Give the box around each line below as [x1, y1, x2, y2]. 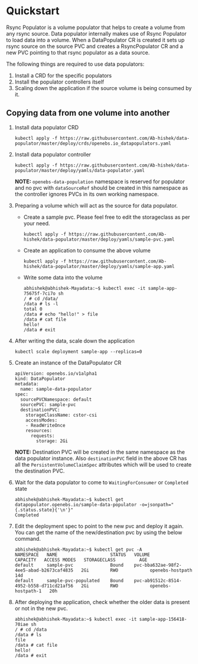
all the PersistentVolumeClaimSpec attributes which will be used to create [14, 461, 192, 468]
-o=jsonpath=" [139, 502, 174, 507]
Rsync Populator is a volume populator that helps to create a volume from [6, 24, 185, 31]
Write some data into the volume [23, 274, 103, 281]
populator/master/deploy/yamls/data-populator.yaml [14, 167, 145, 173]
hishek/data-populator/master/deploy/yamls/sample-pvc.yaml [23, 236, 175, 242]
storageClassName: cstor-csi [25, 412, 98, 418]
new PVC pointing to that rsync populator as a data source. [6, 49, 150, 56]
